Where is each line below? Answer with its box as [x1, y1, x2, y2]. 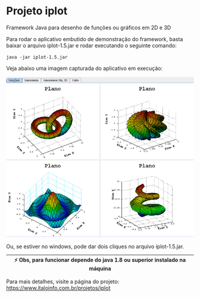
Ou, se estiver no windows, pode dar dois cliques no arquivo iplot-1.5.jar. [6, 243, 185, 250]
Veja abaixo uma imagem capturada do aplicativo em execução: [6, 65, 162, 72]
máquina [89, 265, 111, 272]
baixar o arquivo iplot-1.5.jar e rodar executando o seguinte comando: [6, 42, 177, 49]
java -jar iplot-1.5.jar [6, 54, 68, 60]
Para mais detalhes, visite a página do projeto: [6, 278, 120, 285]
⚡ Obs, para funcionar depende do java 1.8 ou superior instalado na [14, 256, 186, 264]
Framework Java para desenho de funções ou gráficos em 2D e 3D [6, 24, 171, 31]
